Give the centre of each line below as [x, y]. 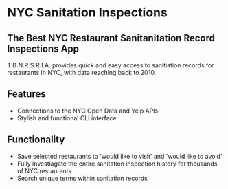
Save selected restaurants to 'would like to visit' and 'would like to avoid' [119, 156]
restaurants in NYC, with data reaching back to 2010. [82, 73]
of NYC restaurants [44, 170]
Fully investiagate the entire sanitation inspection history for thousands [117, 164]
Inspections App [43, 48]
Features [26, 94]
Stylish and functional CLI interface [67, 118]
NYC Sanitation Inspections [88, 13]
